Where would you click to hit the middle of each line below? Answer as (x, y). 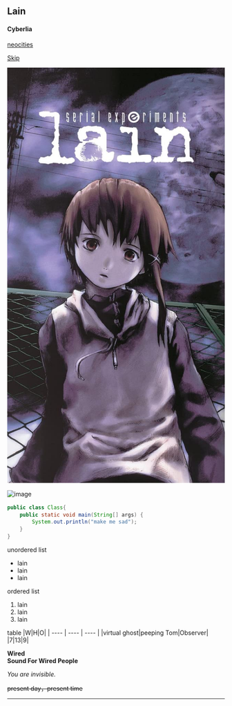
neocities (20, 44)
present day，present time (45, 689)
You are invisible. (32, 674)
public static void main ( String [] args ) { (81, 514)
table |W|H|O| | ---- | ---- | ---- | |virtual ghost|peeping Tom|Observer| (108, 633)
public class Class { (37, 508)
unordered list (27, 550)
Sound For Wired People (42, 661)
